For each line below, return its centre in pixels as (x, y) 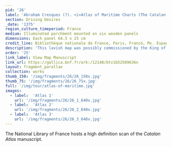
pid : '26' (16, 10)
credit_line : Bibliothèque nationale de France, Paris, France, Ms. (80, 43)
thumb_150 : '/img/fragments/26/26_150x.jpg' (53, 77)
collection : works (25, 72)
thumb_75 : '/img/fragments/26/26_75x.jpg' (51, 81)
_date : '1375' (20, 24)
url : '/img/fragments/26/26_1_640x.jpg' (58, 100)
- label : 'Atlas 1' (32, 95)
